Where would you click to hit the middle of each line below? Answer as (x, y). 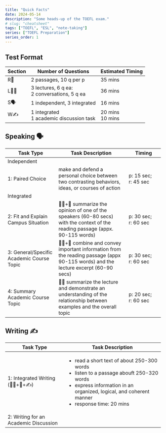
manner (84, 398)
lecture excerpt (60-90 (86, 268)
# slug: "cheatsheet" (27, 24)
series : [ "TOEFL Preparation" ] (37, 33)
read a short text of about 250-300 (116, 361)
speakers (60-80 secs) (86, 216)
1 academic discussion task (63, 118)
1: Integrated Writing (32, 378)
